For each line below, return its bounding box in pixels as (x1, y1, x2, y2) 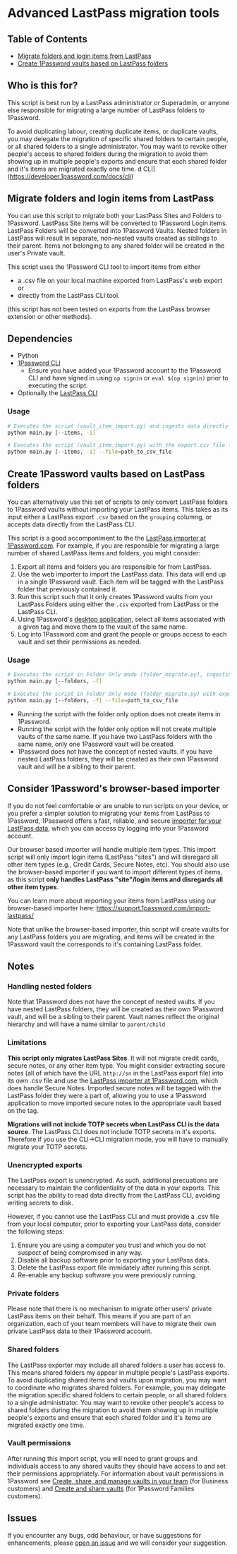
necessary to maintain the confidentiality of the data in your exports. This (7, 1183, 220, 1192)
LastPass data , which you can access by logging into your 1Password (7, 824, 209, 832)
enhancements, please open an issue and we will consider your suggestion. (7, 1538, 228, 1547)
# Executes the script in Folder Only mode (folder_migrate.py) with (7, 690, 217, 698)
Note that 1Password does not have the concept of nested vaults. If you (7, 997, 215, 1006)
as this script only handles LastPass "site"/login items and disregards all (7, 875, 224, 884)
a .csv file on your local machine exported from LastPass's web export (17, 276, 223, 284)
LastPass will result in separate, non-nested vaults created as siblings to (7, 234, 217, 242)
